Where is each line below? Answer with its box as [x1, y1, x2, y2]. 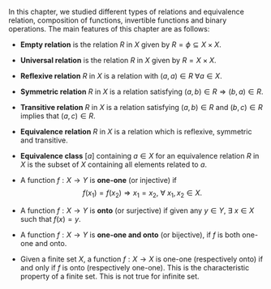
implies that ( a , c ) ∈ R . [19, 111, 96, 121]
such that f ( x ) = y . [19, 214, 81, 223]
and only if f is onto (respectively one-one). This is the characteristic [19, 262, 250, 272]
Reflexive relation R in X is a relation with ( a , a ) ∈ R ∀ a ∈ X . [19, 71, 222, 80]
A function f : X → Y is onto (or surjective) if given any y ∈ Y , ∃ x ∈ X [19, 206, 255, 215]
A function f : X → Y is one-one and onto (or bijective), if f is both [19, 230, 241, 240]
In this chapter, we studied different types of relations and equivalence [8, 7, 245, 16]
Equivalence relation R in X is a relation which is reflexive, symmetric [19, 127, 252, 136]
